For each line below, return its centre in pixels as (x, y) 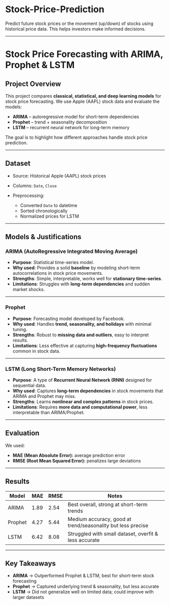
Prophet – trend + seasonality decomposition (60, 122)
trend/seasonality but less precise (108, 525)
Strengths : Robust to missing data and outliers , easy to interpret (81, 335)
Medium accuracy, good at (99, 519)
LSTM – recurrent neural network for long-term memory (71, 127)
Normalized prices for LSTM (50, 216)
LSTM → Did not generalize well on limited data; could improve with (83, 592)
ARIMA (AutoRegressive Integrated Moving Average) (72, 251)
